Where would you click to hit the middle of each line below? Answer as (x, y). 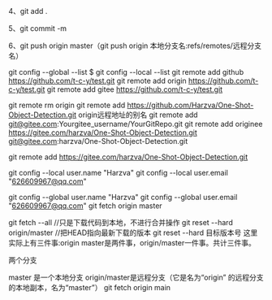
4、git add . (28, 11)
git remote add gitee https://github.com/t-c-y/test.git (135, 89)
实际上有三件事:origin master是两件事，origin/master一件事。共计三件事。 (132, 243)
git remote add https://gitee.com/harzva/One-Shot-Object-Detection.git (128, 157)
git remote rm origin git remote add (67, 105)
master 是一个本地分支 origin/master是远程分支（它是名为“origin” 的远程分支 (136, 277)
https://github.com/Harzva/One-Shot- (190, 105)
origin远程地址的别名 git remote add (138, 115)
